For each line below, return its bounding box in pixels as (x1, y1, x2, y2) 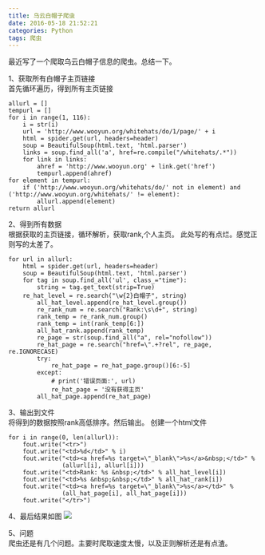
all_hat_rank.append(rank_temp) (37, 327, 145, 335)
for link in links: (22, 156, 88, 164)
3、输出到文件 (8, 408, 55, 418)
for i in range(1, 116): (8, 113, 91, 122)
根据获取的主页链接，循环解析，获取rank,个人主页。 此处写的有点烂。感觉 (8, 229, 251, 240)
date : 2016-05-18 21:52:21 (8, 19, 98, 27)
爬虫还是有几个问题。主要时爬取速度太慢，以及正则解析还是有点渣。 (8, 538, 232, 548)
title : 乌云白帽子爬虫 (8, 11, 76, 20)
